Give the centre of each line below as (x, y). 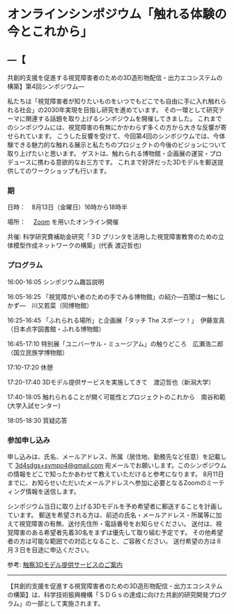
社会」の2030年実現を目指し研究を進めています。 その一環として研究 (119, 110)
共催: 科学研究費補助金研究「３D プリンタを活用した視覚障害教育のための (113, 237)
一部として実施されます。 (68, 603)
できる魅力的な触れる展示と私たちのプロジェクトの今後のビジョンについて (120, 145)
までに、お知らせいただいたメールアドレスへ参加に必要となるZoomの (107, 482)
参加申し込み (29, 440)
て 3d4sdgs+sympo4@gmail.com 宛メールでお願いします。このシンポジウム (117, 465)
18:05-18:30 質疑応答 (37, 420)
